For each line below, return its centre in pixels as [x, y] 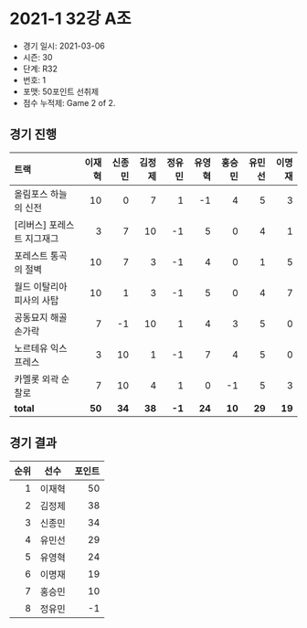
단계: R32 [40, 69]
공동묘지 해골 [41, 317]
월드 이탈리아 [41, 286]
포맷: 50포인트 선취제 [60, 91]
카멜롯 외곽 [37, 378]
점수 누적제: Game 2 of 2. [69, 102]
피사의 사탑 [37, 300]
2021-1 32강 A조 [70, 19]
